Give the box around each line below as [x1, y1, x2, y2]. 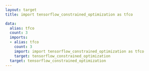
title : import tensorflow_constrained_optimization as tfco [5, 12, 133, 17]
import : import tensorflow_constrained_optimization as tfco [14, 48, 144, 54]
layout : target [5, 7, 37, 12]
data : [5, 21, 16, 26]
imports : [9, 35, 28, 40]
